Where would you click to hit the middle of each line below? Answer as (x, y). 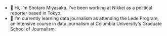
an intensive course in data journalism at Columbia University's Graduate (86, 23)
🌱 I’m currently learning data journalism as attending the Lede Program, (85, 18)
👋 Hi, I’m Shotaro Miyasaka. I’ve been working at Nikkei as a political (81, 8)
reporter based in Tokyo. (36, 13)
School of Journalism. (33, 29)
